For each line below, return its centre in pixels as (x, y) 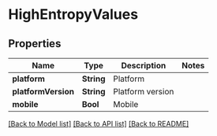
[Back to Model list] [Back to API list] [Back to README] (99, 124)
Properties (35, 44)
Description (144, 66)
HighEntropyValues (73, 15)
